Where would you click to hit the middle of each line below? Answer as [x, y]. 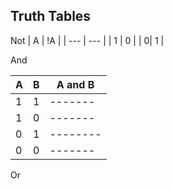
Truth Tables [51, 16]
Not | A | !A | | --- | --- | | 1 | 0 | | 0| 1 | [87, 40]
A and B [75, 84]
